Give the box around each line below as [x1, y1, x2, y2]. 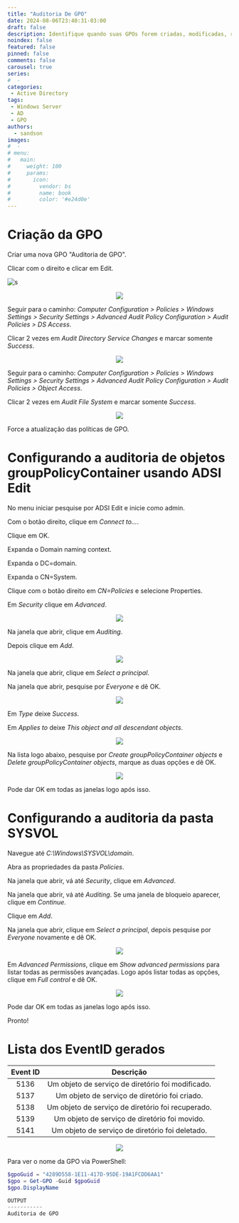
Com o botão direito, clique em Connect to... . [7, 517, 139, 526]
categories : [7, 83, 43, 91]
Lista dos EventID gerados [7, 1041, 166, 1058]
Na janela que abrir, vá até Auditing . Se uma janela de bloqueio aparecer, [7, 890, 221, 899]
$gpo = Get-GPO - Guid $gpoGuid [7, 1177, 100, 1185]
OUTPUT [7, 1197, 27, 1204]
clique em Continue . [7, 897, 66, 906]
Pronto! [7, 1016, 29, 1025]
